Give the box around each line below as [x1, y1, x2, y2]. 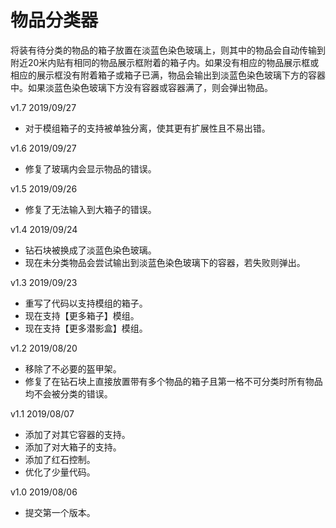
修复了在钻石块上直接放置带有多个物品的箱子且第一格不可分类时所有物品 [24, 375, 323, 387]
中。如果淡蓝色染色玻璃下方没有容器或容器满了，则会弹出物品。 [10, 81, 273, 93]
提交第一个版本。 [24, 506, 96, 518]
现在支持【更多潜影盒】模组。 [24, 322, 148, 334]
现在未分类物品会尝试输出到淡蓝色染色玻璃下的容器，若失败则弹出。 [24, 256, 306, 268]
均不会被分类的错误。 [24, 387, 113, 400]
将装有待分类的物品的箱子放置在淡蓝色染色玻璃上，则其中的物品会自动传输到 [10, 44, 326, 56]
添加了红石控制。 [24, 453, 96, 465]
